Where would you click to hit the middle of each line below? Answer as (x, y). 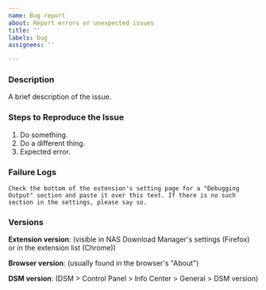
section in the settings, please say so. (78, 203)
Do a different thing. (52, 143)
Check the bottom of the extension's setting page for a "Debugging (124, 189)
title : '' (25, 30)
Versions (26, 222)
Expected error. (45, 151)
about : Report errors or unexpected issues (81, 23)
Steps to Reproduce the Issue (66, 117)
